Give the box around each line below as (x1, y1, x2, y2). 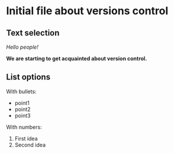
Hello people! (6, 43, 38, 50)
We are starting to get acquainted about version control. (6, 55, 147, 62)
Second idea (14, 141, 46, 148)
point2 (14, 106, 31, 113)
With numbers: (6, 123, 43, 130)
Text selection (6, 28, 60, 38)
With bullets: (6, 88, 37, 95)
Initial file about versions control (6, 4, 169, 18)
